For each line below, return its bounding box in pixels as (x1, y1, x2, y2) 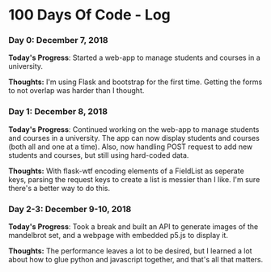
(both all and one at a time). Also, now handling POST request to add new (8, 142, 253, 151)
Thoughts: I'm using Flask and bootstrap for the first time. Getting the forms (8, 77, 263, 87)
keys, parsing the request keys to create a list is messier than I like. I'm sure (8, 174, 260, 184)
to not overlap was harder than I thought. (8, 86, 145, 96)
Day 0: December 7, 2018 (8, 35, 108, 46)
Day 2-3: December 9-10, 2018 (8, 203, 132, 215)
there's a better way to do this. (8, 183, 111, 193)
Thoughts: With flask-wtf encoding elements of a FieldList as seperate (8, 166, 244, 176)
